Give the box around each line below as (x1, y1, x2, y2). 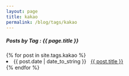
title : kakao (6, 14, 38, 20)
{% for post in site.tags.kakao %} (6, 52, 86, 59)
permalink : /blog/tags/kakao (6, 19, 77, 25)
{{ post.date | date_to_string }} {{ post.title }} (13, 58, 124, 65)
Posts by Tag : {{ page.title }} (6, 37, 79, 44)
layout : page (6, 8, 38, 15)
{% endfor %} (6, 64, 40, 71)
